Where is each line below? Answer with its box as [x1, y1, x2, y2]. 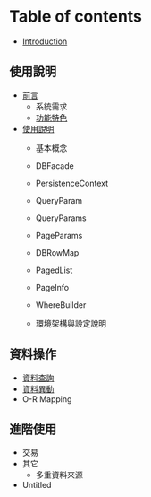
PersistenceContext [35, 178, 109, 188]
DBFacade [35, 160, 74, 171]
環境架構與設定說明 [35, 318, 107, 328]
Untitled [21, 480, 52, 491]
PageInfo [35, 282, 70, 292]
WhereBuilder [35, 299, 87, 310]
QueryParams [35, 213, 87, 223]
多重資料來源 [35, 469, 83, 481]
